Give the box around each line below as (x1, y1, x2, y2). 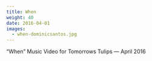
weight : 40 (6, 14, 34, 21)
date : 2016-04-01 (6, 20, 50, 26)
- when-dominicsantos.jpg (12, 31, 78, 37)
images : (6, 25, 26, 32)
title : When (6, 8, 36, 15)
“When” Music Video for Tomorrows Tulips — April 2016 (6, 48, 147, 55)
